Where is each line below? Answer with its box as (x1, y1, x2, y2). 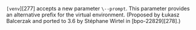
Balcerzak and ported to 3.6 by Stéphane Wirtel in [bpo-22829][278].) (6, 18, 181, 24)
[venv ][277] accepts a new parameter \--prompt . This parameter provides (6, 5, 190, 12)
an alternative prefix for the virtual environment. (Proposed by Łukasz (6, 11, 180, 18)
